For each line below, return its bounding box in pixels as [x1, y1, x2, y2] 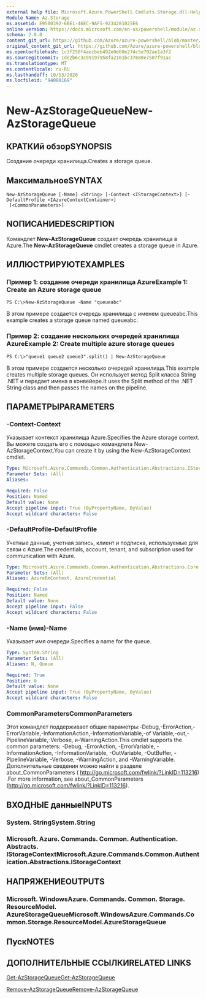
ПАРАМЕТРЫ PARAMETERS [6, 402, 115, 412]
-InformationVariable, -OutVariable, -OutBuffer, [54, 749, 173, 757]
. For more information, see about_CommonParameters [6, 775, 143, 783]
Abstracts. [6, 842, 39, 851]
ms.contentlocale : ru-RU [6, 66, 70, 72]
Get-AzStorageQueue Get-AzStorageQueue [6, 974, 115, 981]
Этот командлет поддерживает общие [6, 723, 107, 730]
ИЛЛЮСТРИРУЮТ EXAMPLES [6, 259, 125, 270]
